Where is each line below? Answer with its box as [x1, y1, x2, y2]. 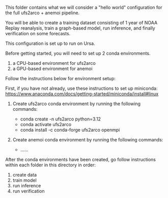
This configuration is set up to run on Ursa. [5, 40, 95, 46]
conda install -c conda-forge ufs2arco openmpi [20, 127, 120, 133]
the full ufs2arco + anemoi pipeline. [5, 10, 80, 16]
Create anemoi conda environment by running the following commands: [12, 137, 163, 142]
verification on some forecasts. [5, 31, 71, 36]
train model [12, 177, 37, 183]
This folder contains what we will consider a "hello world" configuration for [5, 5, 162, 10]
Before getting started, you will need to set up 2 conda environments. [5, 51, 151, 56]
